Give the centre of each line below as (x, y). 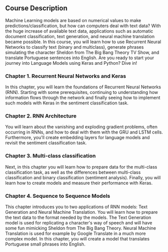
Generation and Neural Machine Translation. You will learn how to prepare (81, 212)
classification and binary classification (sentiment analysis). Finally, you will (83, 177)
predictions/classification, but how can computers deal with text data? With (83, 26)
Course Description (36, 8)
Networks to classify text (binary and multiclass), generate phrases (74, 47)
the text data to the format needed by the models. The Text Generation (78, 217)
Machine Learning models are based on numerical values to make (73, 20)
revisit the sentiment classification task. (46, 143)
